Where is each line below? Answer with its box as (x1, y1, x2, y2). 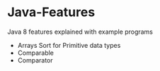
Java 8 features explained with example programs (7, 27, 154, 36)
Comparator (17, 56, 53, 64)
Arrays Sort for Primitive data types (17, 41, 121, 49)
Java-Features (7, 4, 96, 20)
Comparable (17, 49, 55, 57)
